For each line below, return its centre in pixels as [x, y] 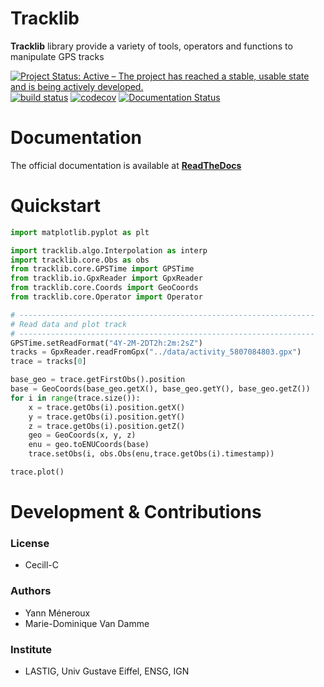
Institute [31, 649]
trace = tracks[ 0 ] [48, 362]
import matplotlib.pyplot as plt [80, 232]
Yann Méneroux [57, 613]
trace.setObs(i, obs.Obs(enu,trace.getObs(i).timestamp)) [151, 454]
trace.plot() [37, 472]
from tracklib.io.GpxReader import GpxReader [106, 278]
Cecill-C [42, 565]
